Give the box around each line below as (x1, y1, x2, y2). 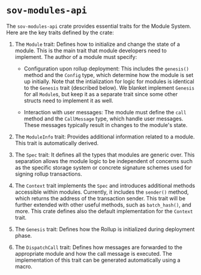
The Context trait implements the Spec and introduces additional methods (14, 182, 196, 189)
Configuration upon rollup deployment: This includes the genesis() (23, 65, 189, 72)
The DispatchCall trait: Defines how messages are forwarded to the (14, 243, 183, 251)
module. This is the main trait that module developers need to (14, 47, 167, 54)
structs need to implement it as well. (23, 97, 114, 104)
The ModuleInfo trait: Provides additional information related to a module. (14, 133, 195, 140)
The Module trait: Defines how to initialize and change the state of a (14, 40, 180, 48)
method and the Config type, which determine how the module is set (23, 71, 194, 78)
